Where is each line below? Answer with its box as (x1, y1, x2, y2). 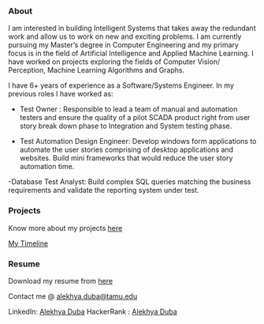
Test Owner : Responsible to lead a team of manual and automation (19, 104, 238, 114)
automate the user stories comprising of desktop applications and (19, 145, 234, 155)
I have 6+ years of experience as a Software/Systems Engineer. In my (8, 81, 235, 90)
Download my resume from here (8, 276, 113, 285)
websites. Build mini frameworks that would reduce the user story (19, 153, 233, 163)
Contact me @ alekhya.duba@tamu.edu (8, 291, 138, 301)
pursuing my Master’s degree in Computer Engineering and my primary (8, 40, 239, 50)
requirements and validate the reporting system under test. (8, 186, 199, 195)
